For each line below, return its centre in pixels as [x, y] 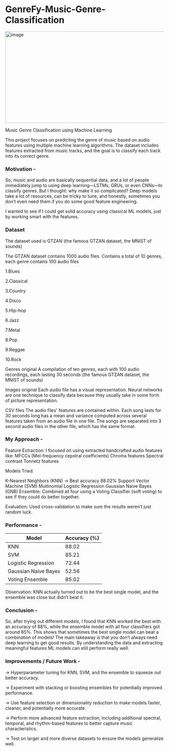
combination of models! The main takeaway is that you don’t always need [81, 637]
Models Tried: [20, 471]
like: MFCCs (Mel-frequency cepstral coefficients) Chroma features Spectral [84, 455]
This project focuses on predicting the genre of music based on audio [77, 139]
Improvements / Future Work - [43, 662]
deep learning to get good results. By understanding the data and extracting [84, 643]
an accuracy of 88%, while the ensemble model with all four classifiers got [82, 627]
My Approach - [24, 439]
